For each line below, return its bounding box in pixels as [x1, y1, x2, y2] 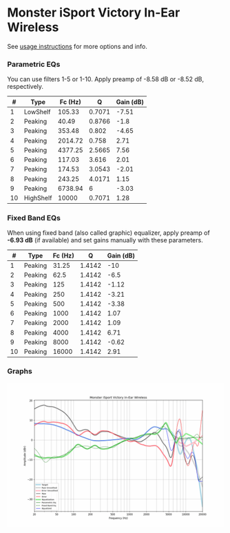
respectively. [7, 83, 43, 91]
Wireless [7, 19, 59, 35]
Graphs [7, 366, 32, 376]
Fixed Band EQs [7, 213, 61, 222]
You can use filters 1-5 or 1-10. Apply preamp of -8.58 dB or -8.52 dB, [7, 75, 205, 83]
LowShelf [23, 107, 51, 116]
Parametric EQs [7, 59, 61, 69]
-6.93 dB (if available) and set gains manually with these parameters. [7, 236, 203, 244]
